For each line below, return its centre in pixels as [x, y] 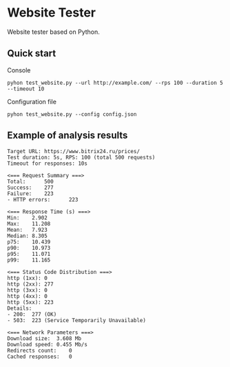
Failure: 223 [30, 194]
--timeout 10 [26, 89]
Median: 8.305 [28, 236]
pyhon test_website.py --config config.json [72, 114]
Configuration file [32, 101]
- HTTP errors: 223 [43, 199]
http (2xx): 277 [30, 284]
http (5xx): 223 [30, 302]
